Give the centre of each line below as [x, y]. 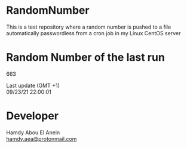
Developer [32, 116]
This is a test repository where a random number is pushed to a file [89, 27]
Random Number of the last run [86, 58]
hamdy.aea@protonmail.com [42, 138]
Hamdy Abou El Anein [33, 132]
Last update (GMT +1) [33, 85]
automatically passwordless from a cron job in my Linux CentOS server [93, 33]
